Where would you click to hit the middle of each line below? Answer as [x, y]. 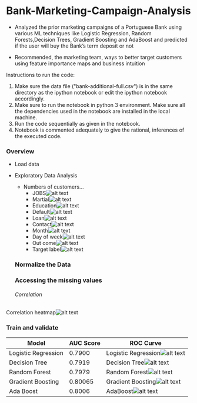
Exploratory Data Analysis [46, 176]
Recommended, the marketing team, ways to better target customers [98, 57]
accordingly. [30, 99]
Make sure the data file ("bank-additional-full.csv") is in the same [94, 86]
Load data [27, 164]
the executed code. [38, 136]
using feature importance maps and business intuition [80, 63]
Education [44, 206]
